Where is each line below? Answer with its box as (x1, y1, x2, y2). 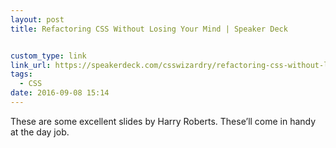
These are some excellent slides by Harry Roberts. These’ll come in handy (10, 115, 317, 127)
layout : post (10, 14, 65, 25)
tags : (10, 69, 33, 80)
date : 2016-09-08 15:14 (10, 88, 110, 98)
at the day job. (10, 126, 70, 138)
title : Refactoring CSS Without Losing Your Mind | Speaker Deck (10, 24, 288, 34)
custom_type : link (10, 51, 87, 61)
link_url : (10, 60, 52, 70)
